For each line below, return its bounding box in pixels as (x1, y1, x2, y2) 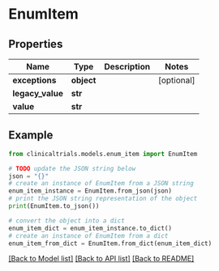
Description (104, 61, 151, 72)
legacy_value (12, 88, 63, 99)
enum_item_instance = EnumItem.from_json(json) (8, 187, 173, 195)
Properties (8, 37, 63, 51)
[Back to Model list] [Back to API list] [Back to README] (8, 254, 195, 264)
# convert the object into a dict (8, 216, 126, 225)
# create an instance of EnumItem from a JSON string (8, 180, 195, 188)
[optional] (157, 74, 196, 86)
